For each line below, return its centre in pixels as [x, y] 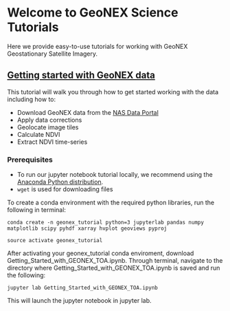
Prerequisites [30, 160]
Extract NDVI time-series [52, 142]
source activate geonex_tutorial [55, 241]
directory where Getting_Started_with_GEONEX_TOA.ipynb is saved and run [114, 268]
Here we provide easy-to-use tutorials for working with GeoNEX [97, 46]
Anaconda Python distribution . [60, 182]
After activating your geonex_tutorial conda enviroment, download [101, 253]
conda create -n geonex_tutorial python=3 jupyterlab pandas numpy [106, 223]
